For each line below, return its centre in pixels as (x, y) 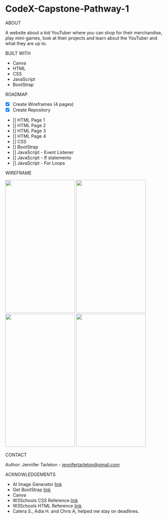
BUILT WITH (18, 53)
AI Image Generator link (37, 485)
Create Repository (31, 110)
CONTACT (16, 455)
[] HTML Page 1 (29, 120)
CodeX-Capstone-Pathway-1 (67, 9)
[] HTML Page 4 (29, 136)
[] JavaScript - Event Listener (43, 152)
